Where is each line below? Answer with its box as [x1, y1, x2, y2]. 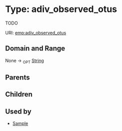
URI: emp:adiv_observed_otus [5, 29, 66, 35]
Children [5, 90, 32, 98]
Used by [5, 107, 31, 115]
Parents [5, 73, 30, 81]
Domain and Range [5, 44, 65, 53]
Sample [12, 120, 28, 126]
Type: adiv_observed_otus [5, 3, 117, 15]
